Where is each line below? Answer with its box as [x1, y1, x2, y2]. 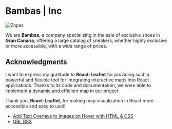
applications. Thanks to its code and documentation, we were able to [5, 82, 151, 88]
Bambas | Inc [5, 5, 62, 17]
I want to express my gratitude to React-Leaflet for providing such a [5, 71, 150, 77]
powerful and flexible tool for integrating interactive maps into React [5, 77, 149, 83]
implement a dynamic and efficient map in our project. [5, 88, 120, 94]
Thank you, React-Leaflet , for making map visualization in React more [5, 97, 154, 103]
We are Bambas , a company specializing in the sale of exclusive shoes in [5, 32, 160, 38]
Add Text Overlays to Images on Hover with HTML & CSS [12, 113, 133, 119]
